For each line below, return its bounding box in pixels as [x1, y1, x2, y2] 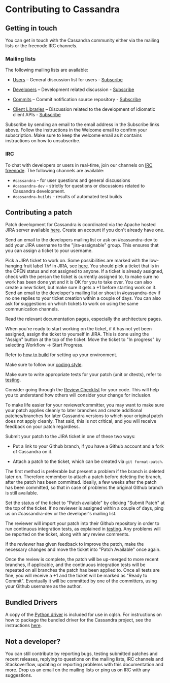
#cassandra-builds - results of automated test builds [12, 193, 122, 199]
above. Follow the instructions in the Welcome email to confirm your [5, 127, 148, 133]
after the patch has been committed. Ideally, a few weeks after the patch [5, 479, 157, 485]
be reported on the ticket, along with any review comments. [5, 531, 130, 537]
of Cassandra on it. [12, 449, 53, 455]
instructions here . [5, 623, 42, 629]
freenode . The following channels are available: [5, 167, 105, 173]
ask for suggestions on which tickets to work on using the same [5, 301, 139, 307]
